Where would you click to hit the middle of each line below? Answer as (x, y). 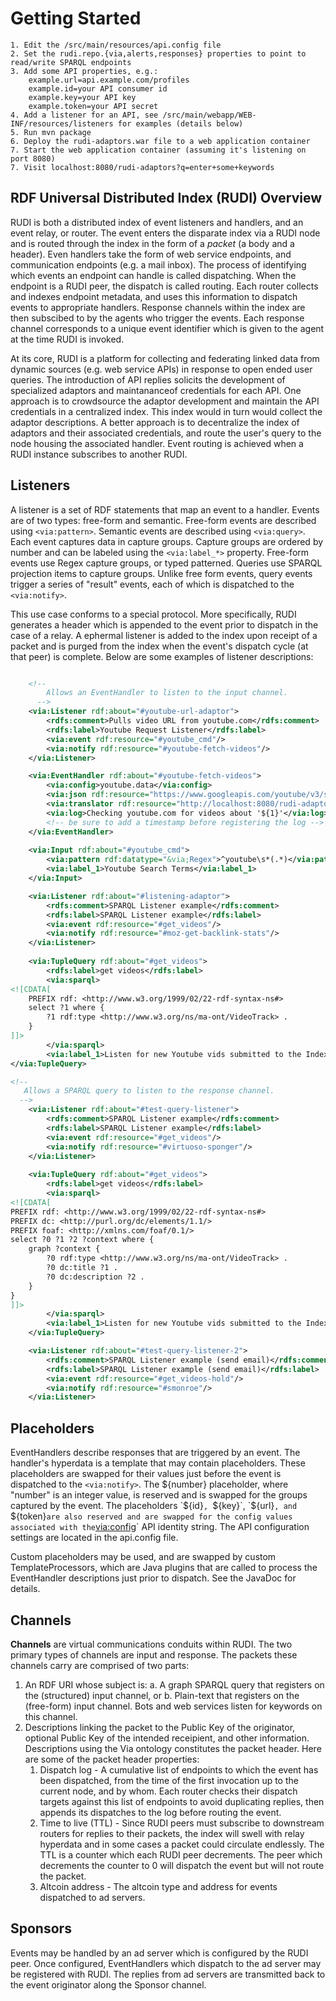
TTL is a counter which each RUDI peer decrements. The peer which (181, 1854)
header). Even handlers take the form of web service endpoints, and (151, 254)
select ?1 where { (66, 1008)
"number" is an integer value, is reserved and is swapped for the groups (159, 1495)
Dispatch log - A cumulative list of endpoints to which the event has (179, 1769)
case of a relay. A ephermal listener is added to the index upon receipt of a (164, 635)
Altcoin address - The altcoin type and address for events (158, 1886)
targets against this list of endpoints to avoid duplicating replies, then (182, 1801)
